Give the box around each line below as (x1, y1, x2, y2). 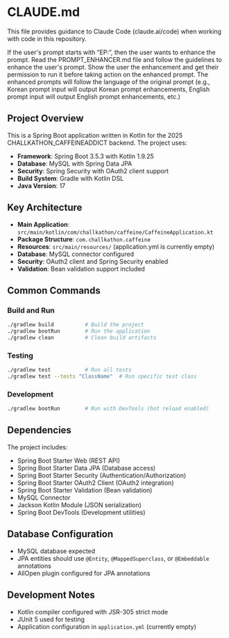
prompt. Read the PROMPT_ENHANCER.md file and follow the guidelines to (7, 55, 222, 63)
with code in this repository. (7, 34, 87, 42)
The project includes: (7, 442, 68, 451)
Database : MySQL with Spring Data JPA (17, 159, 133, 168)
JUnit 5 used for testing (17, 615, 85, 623)
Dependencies (7, 424, 71, 436)
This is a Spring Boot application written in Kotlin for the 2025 (7, 131, 183, 139)
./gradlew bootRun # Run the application (7, 328, 151, 335)
